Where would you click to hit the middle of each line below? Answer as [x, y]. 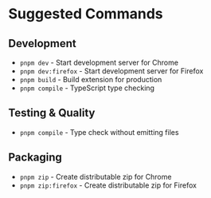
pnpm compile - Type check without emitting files [99, 132]
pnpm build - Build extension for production [91, 79]
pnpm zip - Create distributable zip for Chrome [96, 176]
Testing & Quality [52, 113]
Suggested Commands [86, 14]
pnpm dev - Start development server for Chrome [99, 62]
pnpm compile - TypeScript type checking [87, 88]
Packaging [35, 158]
